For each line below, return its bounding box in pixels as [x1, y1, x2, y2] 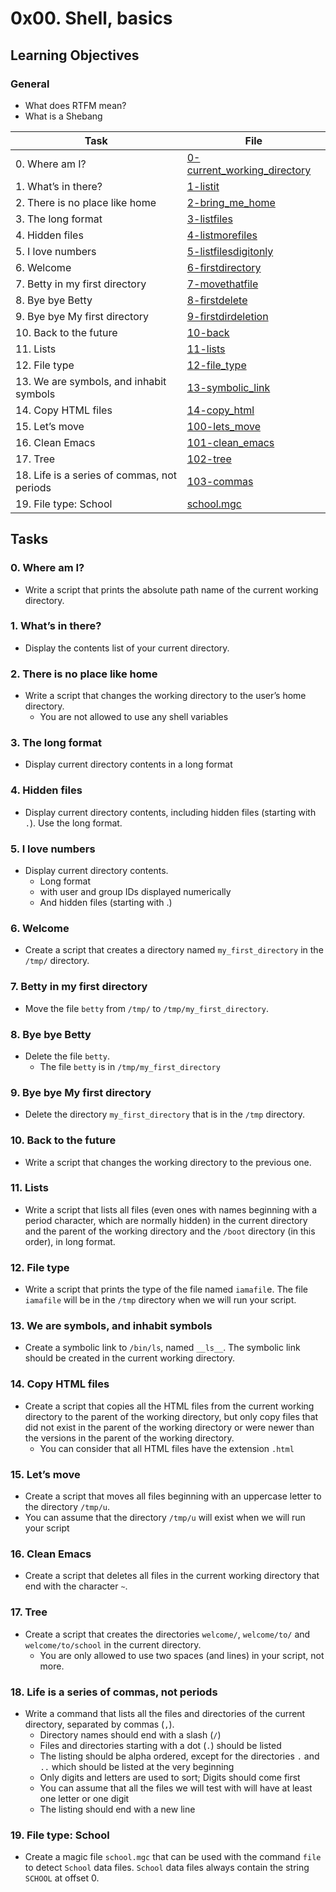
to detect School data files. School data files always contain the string [24, 1862, 310, 1874]
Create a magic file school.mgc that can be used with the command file [24, 1851, 322, 1863]
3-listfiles [186, 212, 233, 226]
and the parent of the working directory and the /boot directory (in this [24, 1225, 316, 1237]
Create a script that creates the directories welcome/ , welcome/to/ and [24, 1628, 311, 1640]
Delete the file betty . [24, 1050, 111, 1062]
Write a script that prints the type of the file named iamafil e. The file [24, 1283, 308, 1296]
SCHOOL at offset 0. [24, 1872, 100, 1884]
